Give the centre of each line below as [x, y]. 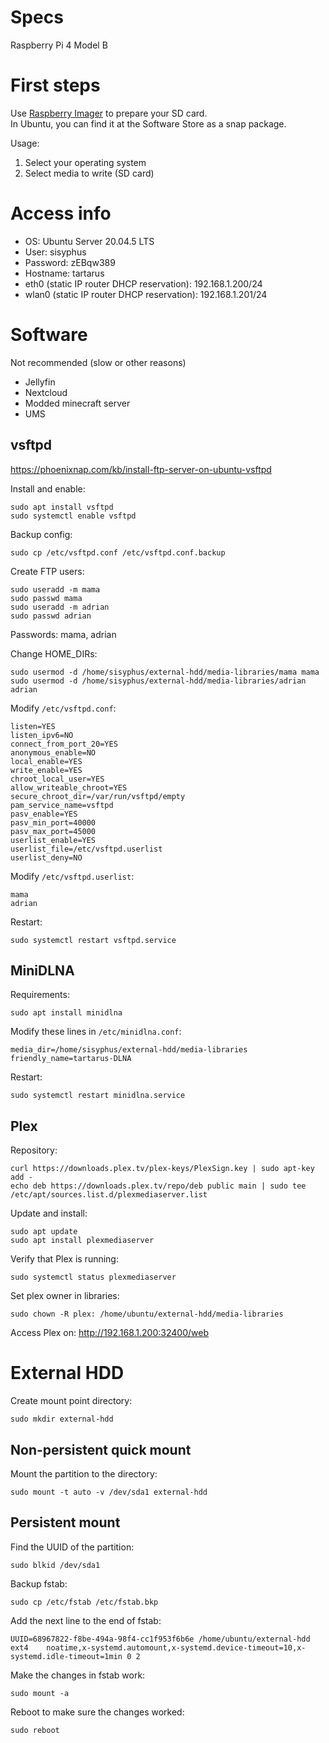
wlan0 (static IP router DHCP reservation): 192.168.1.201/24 [146, 294]
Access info [61, 213]
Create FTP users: [47, 571]
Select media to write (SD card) [89, 173]
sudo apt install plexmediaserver [82, 1241]
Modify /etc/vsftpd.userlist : [72, 876]
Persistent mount [65, 1522]
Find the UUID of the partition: [72, 1547]
